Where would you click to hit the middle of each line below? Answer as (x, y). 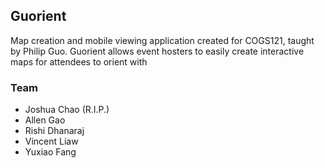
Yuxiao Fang (50, 152)
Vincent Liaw (51, 141)
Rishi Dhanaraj (54, 131)
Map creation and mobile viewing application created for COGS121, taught (162, 40)
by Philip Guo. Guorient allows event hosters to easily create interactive (157, 51)
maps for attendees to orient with (79, 61)
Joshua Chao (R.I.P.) (67, 110)
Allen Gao (45, 120)
